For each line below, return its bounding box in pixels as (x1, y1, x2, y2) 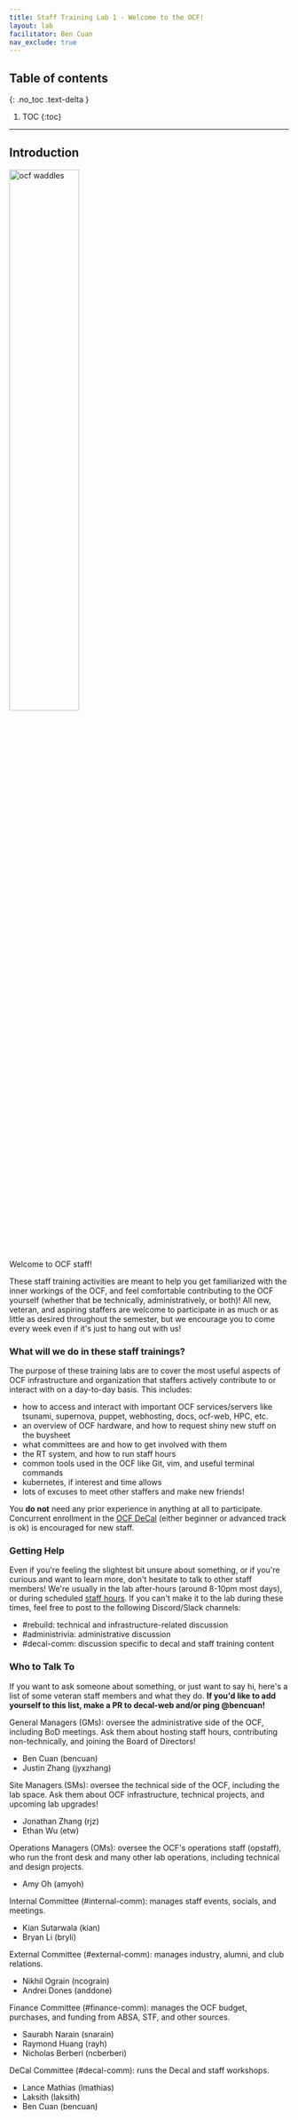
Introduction (9, 146, 80, 161)
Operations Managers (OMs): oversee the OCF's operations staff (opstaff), (9, 1842, 282, 1853)
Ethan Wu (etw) (21, 1825, 80, 1836)
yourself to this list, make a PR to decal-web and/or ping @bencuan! (9, 1699, 266, 1710)
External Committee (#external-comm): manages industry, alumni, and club (9, 1949, 285, 1959)
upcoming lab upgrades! (9, 1799, 99, 1809)
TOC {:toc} (21, 112, 62, 123)
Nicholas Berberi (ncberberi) (21, 2047, 127, 2058)
